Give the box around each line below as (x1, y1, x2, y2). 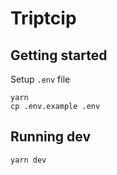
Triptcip (10, 7, 77, 30)
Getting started (10, 47, 108, 64)
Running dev (10, 128, 91, 146)
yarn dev (10, 155, 47, 165)
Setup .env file (10, 73, 71, 85)
